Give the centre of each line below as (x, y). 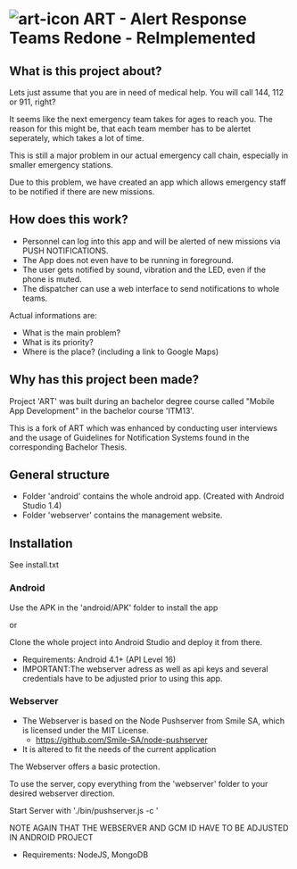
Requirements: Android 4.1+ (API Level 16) (99, 659)
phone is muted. (52, 279)
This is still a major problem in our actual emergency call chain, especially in (148, 155)
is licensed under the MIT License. (85, 730)
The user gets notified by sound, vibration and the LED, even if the (144, 269)
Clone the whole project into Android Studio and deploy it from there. (136, 641)
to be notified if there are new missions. (82, 191)
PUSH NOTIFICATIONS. (65, 251)
